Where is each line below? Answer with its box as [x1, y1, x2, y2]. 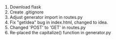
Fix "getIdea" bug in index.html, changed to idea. [9, 19, 108, 25]
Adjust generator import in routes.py [9, 14, 83, 20]
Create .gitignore [9, 9, 44, 15]
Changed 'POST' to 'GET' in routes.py [9, 25, 86, 30]
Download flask [9, 4, 41, 10]
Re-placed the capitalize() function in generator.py [9, 30, 111, 35]
